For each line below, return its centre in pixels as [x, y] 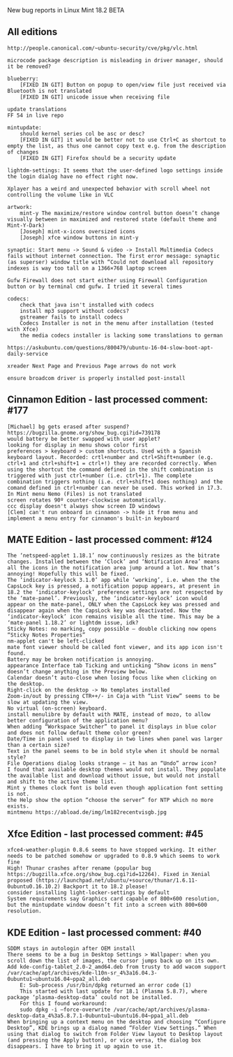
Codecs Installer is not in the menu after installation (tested [117, 323]
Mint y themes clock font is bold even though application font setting [115, 788]
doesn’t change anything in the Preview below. [78, 672]
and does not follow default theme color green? [79, 733]
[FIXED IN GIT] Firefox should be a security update [98, 158]
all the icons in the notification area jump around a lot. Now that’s [113, 568]
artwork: [20, 207]
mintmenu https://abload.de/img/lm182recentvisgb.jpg [87, 812]
